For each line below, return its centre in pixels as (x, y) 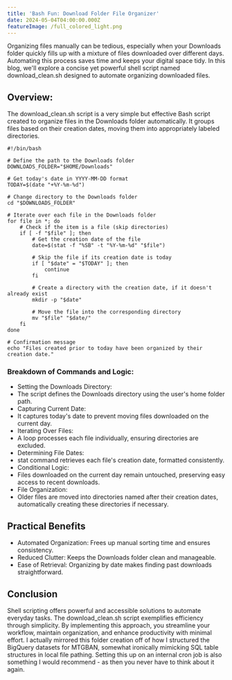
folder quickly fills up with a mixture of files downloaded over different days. (116, 53)
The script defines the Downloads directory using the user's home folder (121, 394)
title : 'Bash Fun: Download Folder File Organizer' (83, 13)
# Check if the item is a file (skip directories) (94, 228)
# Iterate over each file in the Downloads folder (82, 215)
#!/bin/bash (24, 149)
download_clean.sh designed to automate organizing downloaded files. (109, 75)
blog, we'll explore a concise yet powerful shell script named (93, 68)
